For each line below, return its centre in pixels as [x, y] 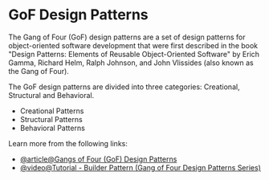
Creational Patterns [52, 111]
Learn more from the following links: [68, 143]
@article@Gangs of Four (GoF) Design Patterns [98, 159]
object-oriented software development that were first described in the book [133, 45]
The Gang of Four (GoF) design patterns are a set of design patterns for [127, 37]
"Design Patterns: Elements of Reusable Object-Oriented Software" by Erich [134, 54]
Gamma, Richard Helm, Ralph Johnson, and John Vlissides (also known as [131, 63]
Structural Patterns [51, 119]
